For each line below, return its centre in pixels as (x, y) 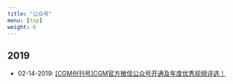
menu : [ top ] (25, 20)
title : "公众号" (30, 14)
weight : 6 (22, 27)
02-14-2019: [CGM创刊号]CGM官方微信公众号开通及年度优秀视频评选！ (121, 73)
